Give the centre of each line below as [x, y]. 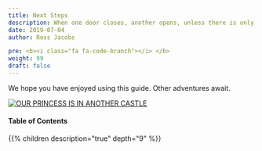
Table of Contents [38, 121]
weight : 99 [26, 59]
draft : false [29, 66]
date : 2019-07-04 [36, 30]
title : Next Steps [38, 15]
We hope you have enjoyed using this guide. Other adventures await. [119, 88]
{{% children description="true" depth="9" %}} [85, 138]
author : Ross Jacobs [42, 37]
